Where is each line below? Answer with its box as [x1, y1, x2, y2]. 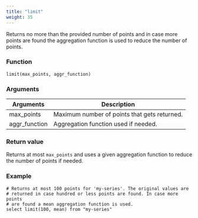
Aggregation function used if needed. [53, 120, 158, 128]
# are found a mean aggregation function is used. [6, 201, 134, 207]
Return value [6, 137, 44, 146]
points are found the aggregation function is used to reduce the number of [6, 37, 187, 44]
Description [101, 100, 135, 108]
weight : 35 [6, 14, 33, 20]
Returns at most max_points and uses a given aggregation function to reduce [6, 151, 193, 158]
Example [6, 172, 32, 181]
